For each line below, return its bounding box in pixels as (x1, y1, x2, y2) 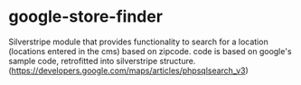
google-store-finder (8, 6, 164, 27)
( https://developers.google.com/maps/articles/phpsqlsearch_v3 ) (8, 65, 249, 76)
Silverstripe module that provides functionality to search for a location (8, 36, 268, 47)
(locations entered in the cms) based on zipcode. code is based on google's (8, 45, 292, 56)
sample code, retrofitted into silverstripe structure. (8, 55, 196, 66)
